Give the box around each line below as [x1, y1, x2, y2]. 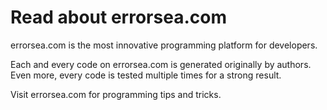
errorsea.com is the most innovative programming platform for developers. [10, 39, 318, 51]
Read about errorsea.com [10, 6, 227, 29]
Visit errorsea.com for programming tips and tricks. [10, 88, 222, 100]
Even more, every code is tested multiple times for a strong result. [10, 69, 282, 81]
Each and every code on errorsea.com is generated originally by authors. [10, 58, 312, 70]
